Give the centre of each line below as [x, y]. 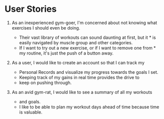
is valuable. [31, 112]
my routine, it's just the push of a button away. [66, 53]
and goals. [30, 101]
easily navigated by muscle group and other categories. [76, 42]
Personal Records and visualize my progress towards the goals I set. [89, 72]
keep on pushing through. [45, 83]
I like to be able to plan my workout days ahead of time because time [89, 107]
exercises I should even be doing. [46, 28]
